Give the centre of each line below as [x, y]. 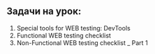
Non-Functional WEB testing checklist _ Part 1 [82, 43]
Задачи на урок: [44, 11]
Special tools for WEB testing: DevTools [73, 28]
